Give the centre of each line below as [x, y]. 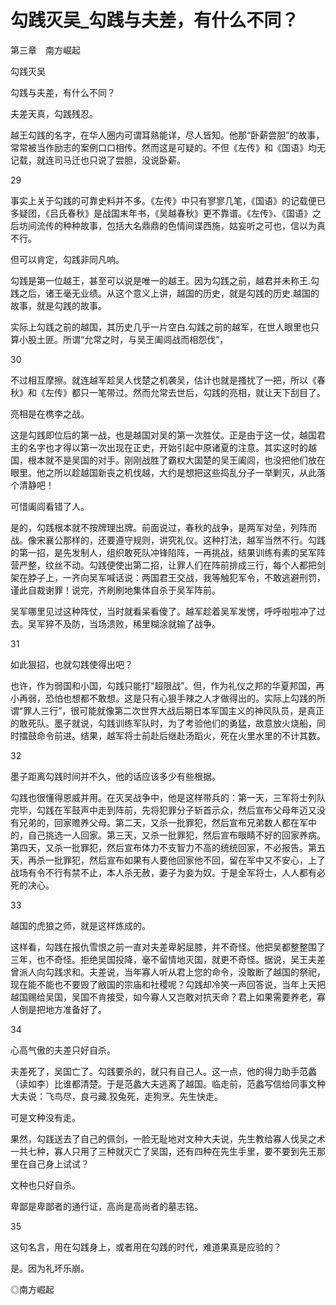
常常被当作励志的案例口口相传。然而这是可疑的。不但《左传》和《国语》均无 [168, 147]
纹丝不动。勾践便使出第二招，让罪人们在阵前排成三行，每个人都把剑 [185, 565]
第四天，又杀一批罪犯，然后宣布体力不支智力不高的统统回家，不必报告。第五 [168, 847]
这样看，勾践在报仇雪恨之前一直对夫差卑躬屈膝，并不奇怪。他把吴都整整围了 [168, 947]
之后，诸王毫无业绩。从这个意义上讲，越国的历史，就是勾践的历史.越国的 [169, 293]
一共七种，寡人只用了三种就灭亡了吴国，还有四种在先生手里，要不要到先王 [163, 1151]
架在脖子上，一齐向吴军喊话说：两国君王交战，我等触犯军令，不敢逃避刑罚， [168, 577]
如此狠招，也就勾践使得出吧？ [71, 664]
